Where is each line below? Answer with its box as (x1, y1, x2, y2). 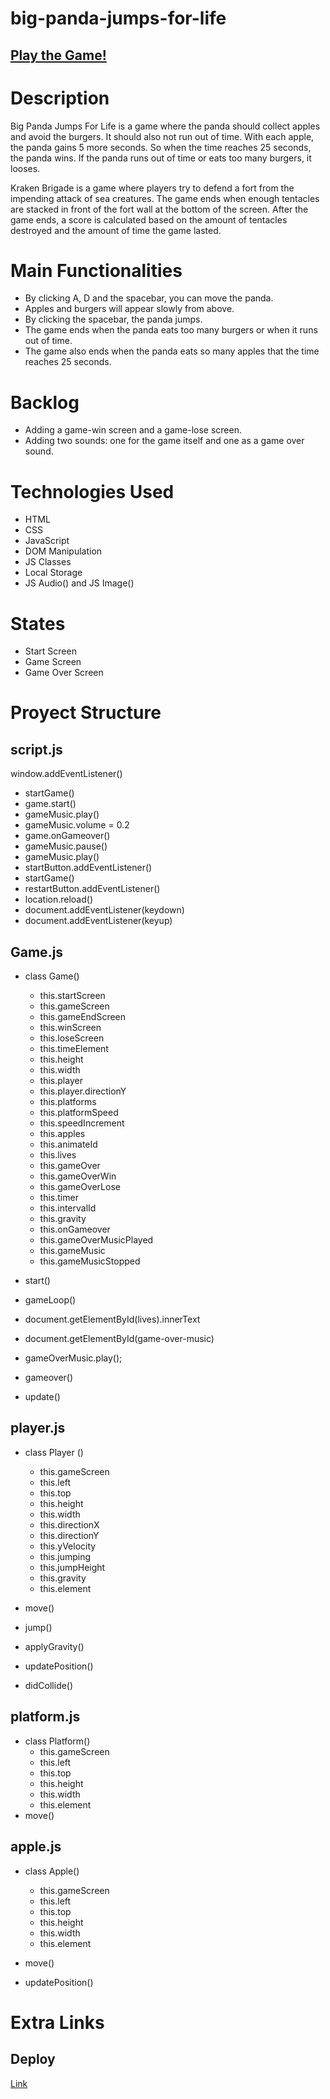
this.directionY (39, 1529, 100, 1541)
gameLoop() (24, 1294, 77, 1306)
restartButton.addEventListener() (24, 883, 161, 895)
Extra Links (10, 2011, 105, 2034)
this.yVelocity (39, 1540, 97, 1552)
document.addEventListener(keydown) (24, 904, 185, 916)
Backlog (10, 391, 80, 414)
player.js (10, 1420, 66, 1437)
